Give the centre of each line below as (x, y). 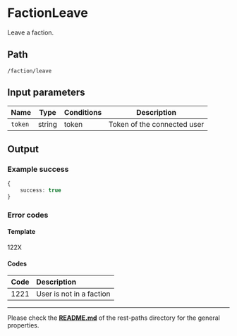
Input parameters (47, 93)
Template (22, 232)
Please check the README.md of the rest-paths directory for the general (114, 318)
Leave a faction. (31, 32)
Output (23, 149)
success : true (41, 191)
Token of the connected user (156, 124)
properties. (23, 325)
